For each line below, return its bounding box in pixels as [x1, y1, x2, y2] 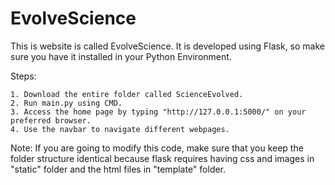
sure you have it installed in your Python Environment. [10, 50, 232, 62]
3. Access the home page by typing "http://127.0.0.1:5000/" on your [10, 107, 307, 117]
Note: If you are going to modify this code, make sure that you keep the [10, 142, 304, 154]
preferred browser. [10, 115, 92, 126]
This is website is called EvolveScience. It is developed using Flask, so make [10, 40, 325, 52]
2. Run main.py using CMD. [10, 98, 123, 108]
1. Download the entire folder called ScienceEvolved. [10, 89, 244, 99]
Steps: [10, 70, 37, 82]
